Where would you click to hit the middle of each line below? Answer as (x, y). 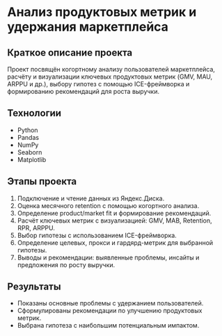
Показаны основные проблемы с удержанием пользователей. (110, 303)
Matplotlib (32, 159)
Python (27, 130)
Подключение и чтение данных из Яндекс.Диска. (91, 198)
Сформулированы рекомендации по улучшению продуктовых (110, 311)
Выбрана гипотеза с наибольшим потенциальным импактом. (108, 326)
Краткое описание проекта (70, 53)
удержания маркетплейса (88, 27)
